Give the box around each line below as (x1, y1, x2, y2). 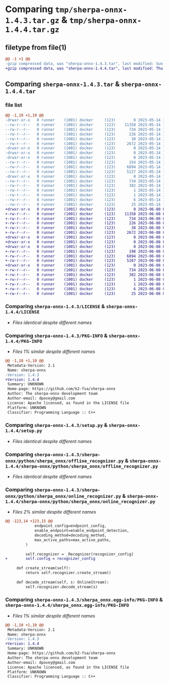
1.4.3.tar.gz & (5, 14, 68, 26)
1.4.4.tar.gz (5, 25, 59, 35)
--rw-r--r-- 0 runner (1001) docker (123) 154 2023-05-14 (5, 160, 161, 165)
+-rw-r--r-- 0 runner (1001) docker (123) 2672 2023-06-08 (5, 230, 161, 235)
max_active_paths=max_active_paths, (34, 537, 112, 542)
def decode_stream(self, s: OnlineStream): (16, 580, 109, 585)
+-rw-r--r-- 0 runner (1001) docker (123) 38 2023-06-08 (5, 225, 161, 230)
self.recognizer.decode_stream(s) (25, 584, 98, 589)
